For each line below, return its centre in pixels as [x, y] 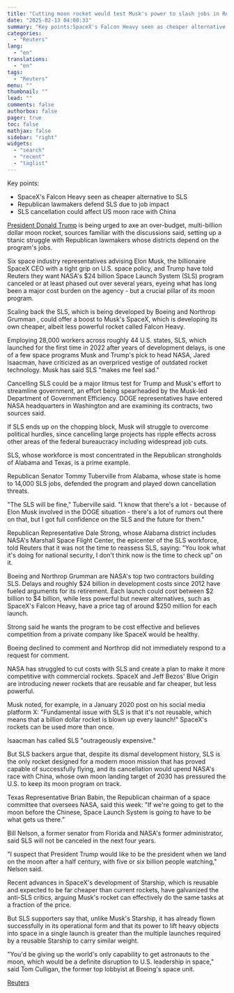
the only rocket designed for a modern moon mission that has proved [107, 761]
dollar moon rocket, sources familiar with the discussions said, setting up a [114, 232]
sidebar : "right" [32, 137]
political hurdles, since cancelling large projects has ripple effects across [112, 434]
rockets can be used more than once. [61, 727]
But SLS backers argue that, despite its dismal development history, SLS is [114, 754]
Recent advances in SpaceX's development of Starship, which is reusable [113, 883]
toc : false [23, 124]
